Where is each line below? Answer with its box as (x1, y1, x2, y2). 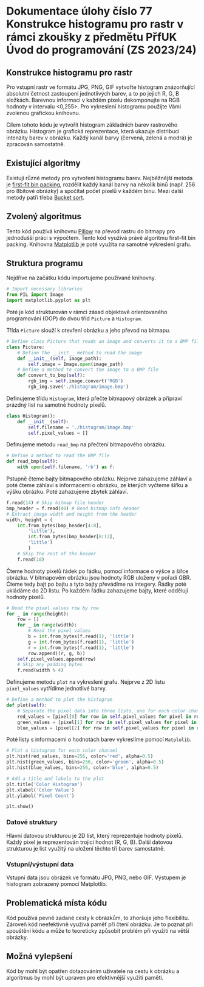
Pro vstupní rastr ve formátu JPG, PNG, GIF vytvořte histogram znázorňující (6, 83, 195, 91)
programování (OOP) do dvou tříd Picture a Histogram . (6, 315, 143, 322)
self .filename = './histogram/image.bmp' (28, 424, 135, 430)
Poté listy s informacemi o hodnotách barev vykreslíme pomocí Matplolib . (6, 736, 192, 743)
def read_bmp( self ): (6, 458, 59, 465)
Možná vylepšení (6, 951, 73, 961)
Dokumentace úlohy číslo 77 (6, 4, 153, 18)
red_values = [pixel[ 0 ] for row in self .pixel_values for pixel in (17, 714, 191, 720)
